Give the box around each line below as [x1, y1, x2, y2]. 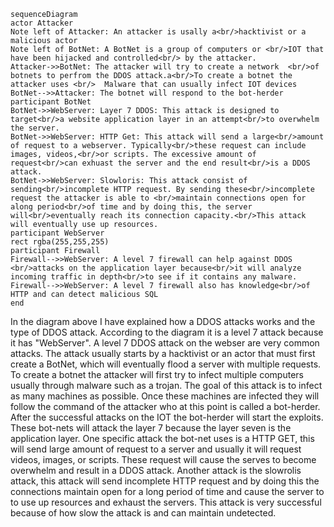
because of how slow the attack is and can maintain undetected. [10, 507, 277, 519]
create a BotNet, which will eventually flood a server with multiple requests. [10, 358, 322, 370]
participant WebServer [10, 228, 105, 238]
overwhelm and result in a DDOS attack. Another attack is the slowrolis [10, 465, 302, 476]
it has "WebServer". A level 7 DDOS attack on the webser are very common [10, 337, 320, 349]
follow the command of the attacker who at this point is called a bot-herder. [10, 401, 321, 412]
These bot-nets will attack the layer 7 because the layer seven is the [10, 422, 292, 434]
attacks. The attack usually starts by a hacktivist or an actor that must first [10, 348, 316, 359]
